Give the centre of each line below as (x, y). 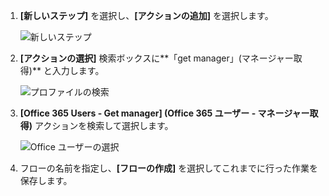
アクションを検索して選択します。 (104, 125)
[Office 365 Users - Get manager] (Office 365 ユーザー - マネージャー (164, 113)
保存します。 (46, 180)
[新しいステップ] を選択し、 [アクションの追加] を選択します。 (146, 15)
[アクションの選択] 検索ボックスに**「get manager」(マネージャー (156, 58)
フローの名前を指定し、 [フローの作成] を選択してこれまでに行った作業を (168, 168)
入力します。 (78, 70)
